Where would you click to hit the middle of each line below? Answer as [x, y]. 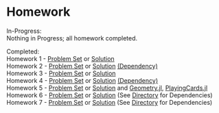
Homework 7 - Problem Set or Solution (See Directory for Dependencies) [109, 102]
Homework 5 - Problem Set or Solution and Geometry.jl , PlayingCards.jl [107, 88]
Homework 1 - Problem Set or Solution [60, 58]
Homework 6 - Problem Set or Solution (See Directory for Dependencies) [110, 95]
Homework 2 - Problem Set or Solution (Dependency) [82, 66]
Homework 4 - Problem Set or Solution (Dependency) [82, 80]
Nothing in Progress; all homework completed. [72, 38]
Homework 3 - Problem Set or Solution [61, 73]
